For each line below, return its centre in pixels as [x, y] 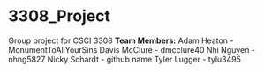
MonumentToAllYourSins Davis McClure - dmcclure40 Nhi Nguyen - [132, 49]
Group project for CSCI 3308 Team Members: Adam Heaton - [121, 40]
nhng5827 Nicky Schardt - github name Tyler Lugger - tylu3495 [125, 59]
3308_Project [60, 16]
